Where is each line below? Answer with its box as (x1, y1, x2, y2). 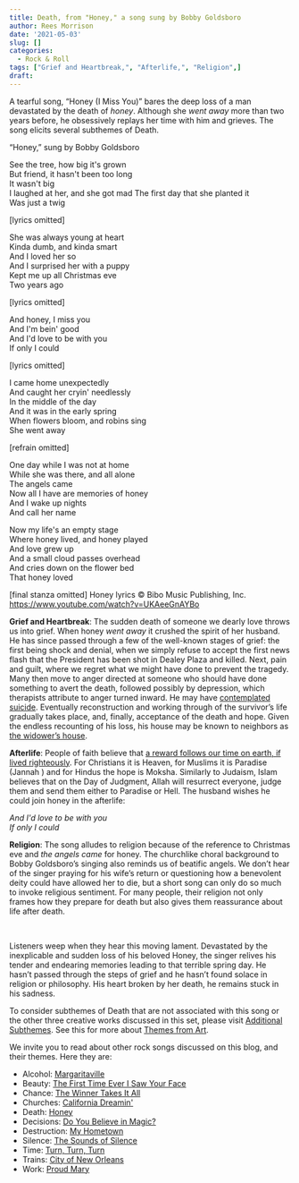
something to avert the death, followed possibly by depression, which (9, 682, 265, 694)
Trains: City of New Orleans (21, 1153, 125, 1164)
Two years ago (9, 279, 64, 290)
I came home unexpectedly (9, 377, 110, 387)
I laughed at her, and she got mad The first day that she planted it (9, 187, 250, 198)
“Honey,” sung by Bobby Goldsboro (9, 141, 140, 152)
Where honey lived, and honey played (9, 533, 149, 544)
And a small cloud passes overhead (9, 552, 141, 564)
